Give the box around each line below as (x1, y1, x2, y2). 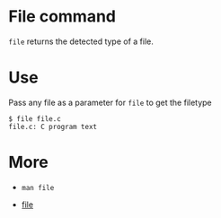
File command (8, 6, 117, 27)
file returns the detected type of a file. (8, 36, 154, 47)
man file (21, 183, 55, 192)
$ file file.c (8, 114, 62, 123)
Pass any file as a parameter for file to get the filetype (8, 97, 212, 108)
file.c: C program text (8, 122, 98, 131)
